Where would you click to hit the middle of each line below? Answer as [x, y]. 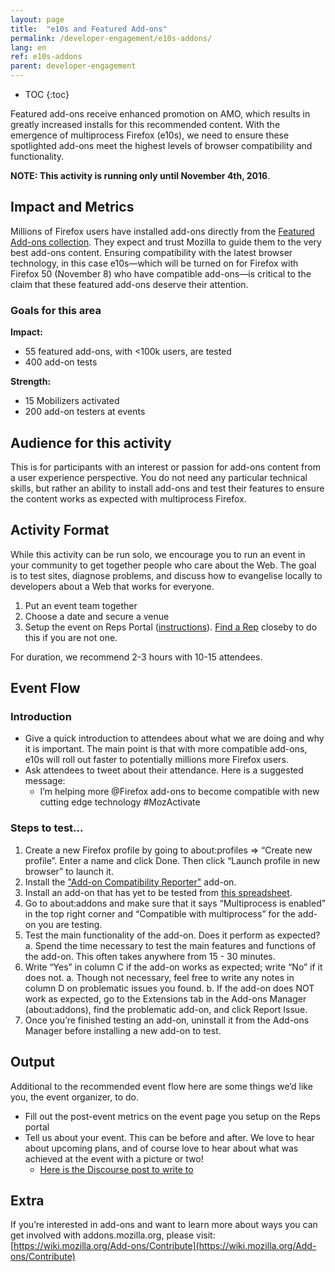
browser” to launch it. [69, 871]
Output [32, 1062]
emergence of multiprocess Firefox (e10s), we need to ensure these [150, 135]
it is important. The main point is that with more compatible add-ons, [166, 749]
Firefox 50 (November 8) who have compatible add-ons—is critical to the [161, 273]
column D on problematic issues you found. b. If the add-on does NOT [169, 988]
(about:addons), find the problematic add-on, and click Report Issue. [166, 1009]
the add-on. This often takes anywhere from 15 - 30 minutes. [150, 956]
